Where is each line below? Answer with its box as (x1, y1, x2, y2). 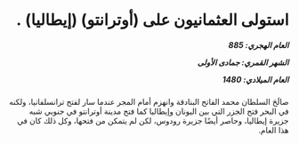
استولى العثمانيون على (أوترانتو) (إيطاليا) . (16, 10, 289, 30)
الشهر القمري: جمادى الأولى (197, 57, 289, 68)
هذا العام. (258, 125, 289, 136)
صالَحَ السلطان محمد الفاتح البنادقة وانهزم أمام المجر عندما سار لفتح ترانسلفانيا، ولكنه (9, 97, 289, 108)
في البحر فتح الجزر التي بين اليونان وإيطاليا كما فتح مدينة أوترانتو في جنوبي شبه (28, 106, 289, 116)
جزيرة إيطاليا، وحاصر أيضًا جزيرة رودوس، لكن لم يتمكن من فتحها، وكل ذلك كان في (16, 116, 289, 126)
